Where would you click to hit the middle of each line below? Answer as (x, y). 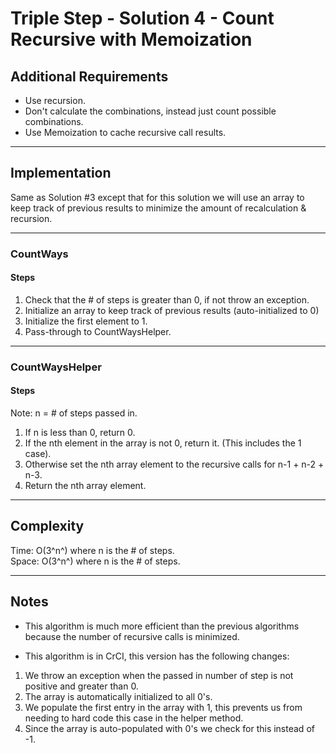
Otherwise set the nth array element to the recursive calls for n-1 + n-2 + (174, 464)
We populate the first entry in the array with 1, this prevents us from (163, 707)
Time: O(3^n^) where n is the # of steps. (92, 550)
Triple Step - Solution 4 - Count (142, 18)
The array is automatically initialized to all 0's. (118, 696)
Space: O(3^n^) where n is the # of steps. (95, 561)
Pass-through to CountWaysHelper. (98, 331)
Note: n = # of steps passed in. (74, 413)
